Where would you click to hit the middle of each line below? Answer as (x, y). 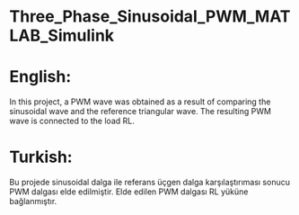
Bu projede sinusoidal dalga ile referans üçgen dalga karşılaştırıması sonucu (149, 183)
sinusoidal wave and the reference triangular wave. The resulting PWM (141, 112)
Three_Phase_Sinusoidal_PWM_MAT (150, 17)
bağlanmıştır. (33, 202)
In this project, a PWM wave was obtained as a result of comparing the (140, 102)
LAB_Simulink (62, 36)
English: (40, 77)
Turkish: (41, 157)
